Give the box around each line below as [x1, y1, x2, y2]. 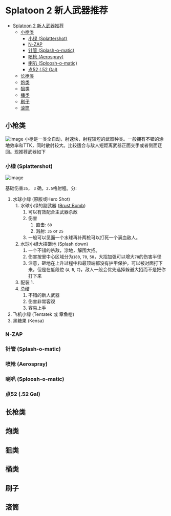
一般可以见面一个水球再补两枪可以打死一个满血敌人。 [28, 234, 141, 241]
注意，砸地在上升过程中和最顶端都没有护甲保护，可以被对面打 [28, 260, 159, 266]
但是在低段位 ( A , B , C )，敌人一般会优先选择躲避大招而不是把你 [37, 267, 166, 273]
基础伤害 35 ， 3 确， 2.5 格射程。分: [5, 185, 77, 191]
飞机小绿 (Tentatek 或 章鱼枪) [12, 311, 74, 317]
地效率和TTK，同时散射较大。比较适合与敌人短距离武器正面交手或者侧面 [5, 142, 158, 148]
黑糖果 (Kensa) [12, 318, 45, 324]
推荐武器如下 [18, 148, 46, 155]
